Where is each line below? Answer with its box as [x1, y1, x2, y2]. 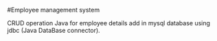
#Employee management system [7, 6, 100, 14]
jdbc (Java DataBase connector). [7, 27, 101, 34]
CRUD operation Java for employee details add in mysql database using [7, 19, 211, 27]
